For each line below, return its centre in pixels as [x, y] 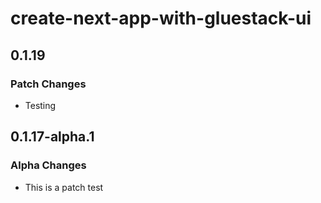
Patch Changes [48, 84]
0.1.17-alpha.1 [52, 137]
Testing [40, 105]
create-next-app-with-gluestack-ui [161, 18]
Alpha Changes [48, 165]
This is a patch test [64, 187]
